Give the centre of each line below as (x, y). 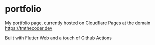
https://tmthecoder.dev (29, 28)
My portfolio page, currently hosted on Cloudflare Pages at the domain (78, 23)
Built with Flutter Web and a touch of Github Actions (59, 38)
